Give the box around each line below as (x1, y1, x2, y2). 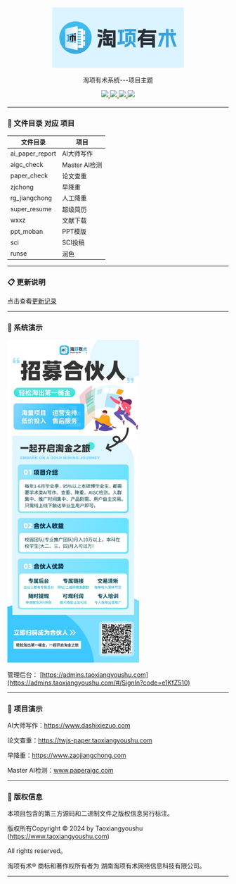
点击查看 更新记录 (7, 297, 57, 306)
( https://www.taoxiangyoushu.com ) (7, 832, 110, 841)
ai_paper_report (10, 149, 56, 158)
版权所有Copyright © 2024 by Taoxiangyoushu (7, 824, 143, 833)
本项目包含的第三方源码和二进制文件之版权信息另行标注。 (7, 809, 173, 818)
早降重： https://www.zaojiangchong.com (7, 751, 126, 760)
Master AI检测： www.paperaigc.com (7, 766, 114, 775)
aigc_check (10, 161, 44, 168)
